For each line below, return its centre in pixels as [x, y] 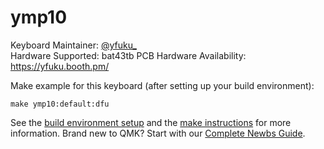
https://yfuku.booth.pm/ [60, 66]
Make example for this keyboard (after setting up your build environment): [162, 85]
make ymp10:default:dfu [60, 104]
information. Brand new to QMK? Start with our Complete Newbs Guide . [158, 133]
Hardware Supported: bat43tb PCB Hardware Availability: [128, 55]
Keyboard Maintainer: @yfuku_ [73, 45]
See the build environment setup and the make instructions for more [151, 122]
